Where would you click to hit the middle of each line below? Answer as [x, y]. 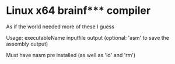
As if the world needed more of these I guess [60, 27]
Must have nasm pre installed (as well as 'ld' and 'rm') [71, 55]
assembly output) [27, 44]
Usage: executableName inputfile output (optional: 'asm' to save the [88, 37]
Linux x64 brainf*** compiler [78, 11]
